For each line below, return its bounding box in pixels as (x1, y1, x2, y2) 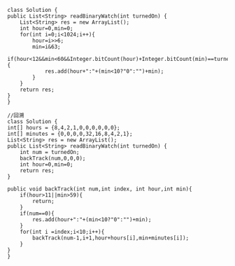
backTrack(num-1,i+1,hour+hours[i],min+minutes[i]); (32, 234, 190, 241)
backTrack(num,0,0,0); (20, 155, 86, 162)
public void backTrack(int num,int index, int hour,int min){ (7, 185, 192, 192)
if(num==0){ (20, 210, 55, 217)
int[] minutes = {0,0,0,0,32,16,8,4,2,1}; (7, 130, 133, 137)
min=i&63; (32, 43, 61, 50)
